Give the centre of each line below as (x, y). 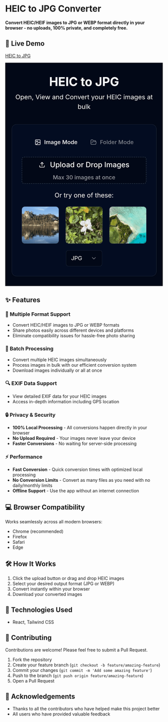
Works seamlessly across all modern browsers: (54, 522)
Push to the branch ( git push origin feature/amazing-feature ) (78, 675)
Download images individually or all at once (57, 370)
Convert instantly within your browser (51, 589)
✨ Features (23, 300)
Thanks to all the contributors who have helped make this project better (86, 708)
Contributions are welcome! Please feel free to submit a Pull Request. (76, 650)
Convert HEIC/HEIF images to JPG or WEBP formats (66, 325)
